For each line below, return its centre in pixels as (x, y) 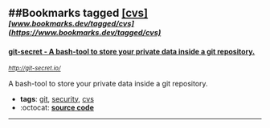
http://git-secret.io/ (35, 68)
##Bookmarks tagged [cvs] (78, 13)
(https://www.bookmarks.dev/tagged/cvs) (85, 33)
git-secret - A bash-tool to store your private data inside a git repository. (132, 51)
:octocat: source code (57, 107)
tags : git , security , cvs (57, 98)
